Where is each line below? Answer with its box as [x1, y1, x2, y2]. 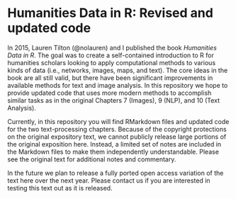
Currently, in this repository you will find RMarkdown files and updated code [7, 117, 230, 125]
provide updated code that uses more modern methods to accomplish [7, 89, 212, 97]
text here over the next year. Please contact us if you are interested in [7, 176, 210, 185]
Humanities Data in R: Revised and [7, 5, 214, 21]
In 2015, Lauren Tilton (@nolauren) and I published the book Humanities [7, 43, 218, 52]
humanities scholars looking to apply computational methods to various [7, 58, 216, 67]
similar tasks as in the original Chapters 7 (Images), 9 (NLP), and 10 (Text [7, 96, 220, 104]
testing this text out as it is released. [7, 183, 113, 192]
